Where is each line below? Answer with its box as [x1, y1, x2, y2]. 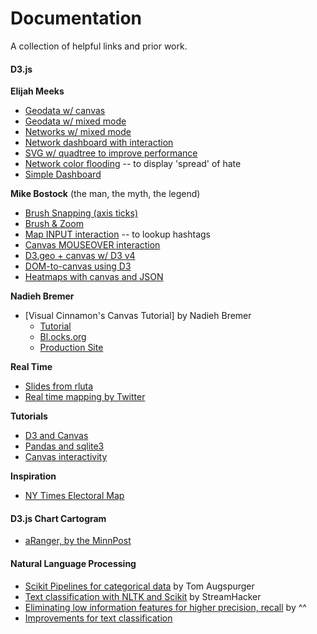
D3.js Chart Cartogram [10, 512, 107, 524]
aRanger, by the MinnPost [24, 535, 132, 547]
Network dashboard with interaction [24, 137, 174, 149]
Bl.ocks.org [39, 331, 87, 343]
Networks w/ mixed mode [24, 126, 132, 138]
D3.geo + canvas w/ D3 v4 [24, 250, 136, 262]
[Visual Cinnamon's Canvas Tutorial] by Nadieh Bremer [24, 310, 252, 322]
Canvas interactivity [24, 451, 108, 463]
